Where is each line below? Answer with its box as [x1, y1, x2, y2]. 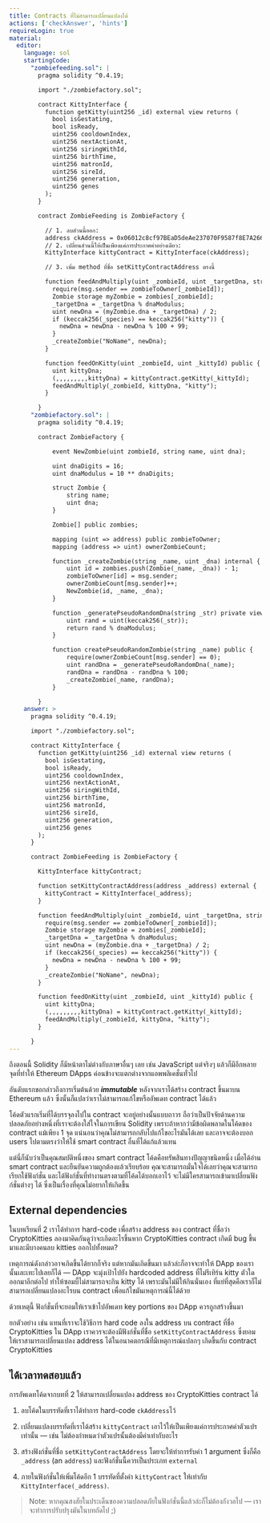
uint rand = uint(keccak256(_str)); [66, 616, 189, 624]
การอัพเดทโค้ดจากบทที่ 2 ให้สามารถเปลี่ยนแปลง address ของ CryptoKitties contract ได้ [9, 1390, 259, 1399]
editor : [16, 42, 42, 50]
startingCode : [23, 57, 71, 65]
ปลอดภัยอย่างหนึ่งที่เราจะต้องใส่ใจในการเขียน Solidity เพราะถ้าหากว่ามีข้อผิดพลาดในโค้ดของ [9, 1119, 252, 1128]
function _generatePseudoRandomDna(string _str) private [51, 609, 247, 617]
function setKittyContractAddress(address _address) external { [38, 882, 257, 890]
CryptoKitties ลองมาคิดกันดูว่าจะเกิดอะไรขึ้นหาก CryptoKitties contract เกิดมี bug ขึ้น [9, 1233, 257, 1244]
